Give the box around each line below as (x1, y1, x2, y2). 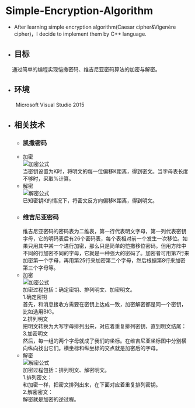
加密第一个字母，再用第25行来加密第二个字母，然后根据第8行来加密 (22, 257, 186, 264)
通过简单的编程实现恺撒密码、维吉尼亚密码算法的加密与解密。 (12, 65, 161, 72)
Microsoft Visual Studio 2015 (15, 101, 85, 108)
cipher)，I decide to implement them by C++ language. (13, 30, 147, 37)
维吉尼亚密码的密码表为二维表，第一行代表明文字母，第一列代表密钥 (22, 227, 187, 234)
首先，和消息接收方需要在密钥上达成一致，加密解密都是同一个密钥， (22, 300, 187, 307)
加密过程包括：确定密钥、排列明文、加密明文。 (22, 286, 135, 293)
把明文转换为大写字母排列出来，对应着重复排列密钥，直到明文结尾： (22, 323, 187, 330)
